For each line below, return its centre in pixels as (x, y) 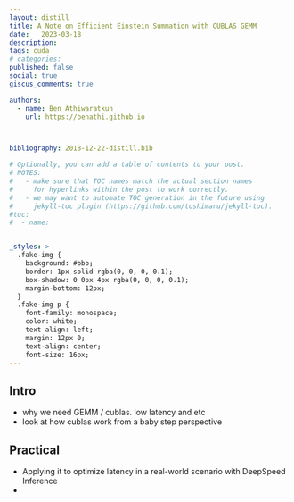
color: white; (51, 322)
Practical (35, 450)
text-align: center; (63, 346)
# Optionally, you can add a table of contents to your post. (127, 165)
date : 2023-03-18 (45, 34)
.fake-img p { (43, 305)
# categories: (36, 59)
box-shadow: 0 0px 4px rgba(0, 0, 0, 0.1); (107, 280)
